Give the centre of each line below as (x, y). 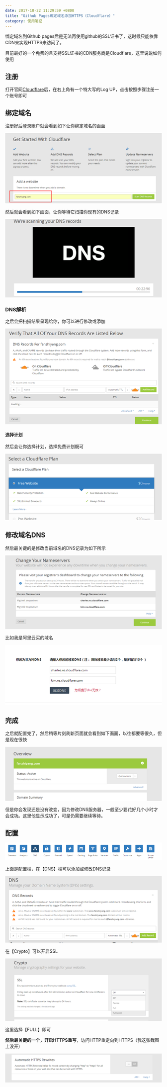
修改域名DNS (25, 535)
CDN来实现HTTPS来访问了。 (35, 43)
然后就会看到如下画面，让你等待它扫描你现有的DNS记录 (62, 212)
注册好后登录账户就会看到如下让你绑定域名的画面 (55, 126)
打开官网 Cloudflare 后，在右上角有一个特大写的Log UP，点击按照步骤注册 (80, 90)
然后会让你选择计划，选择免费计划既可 (44, 447)
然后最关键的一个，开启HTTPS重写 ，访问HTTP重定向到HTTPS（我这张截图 (82, 1040)
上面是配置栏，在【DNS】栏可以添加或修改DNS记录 (58, 869)
